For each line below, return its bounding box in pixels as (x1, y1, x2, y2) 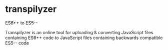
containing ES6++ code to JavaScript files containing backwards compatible (5, 35, 163, 41)
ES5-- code (5, 40, 29, 46)
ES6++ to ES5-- (5, 20, 38, 26)
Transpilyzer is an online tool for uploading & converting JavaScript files (5, 29, 153, 35)
